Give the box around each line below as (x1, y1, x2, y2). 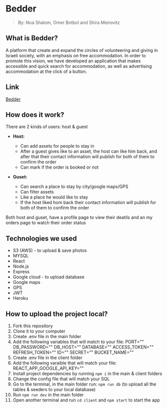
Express (12, 269, 30, 275)
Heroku (12, 295, 28, 301)
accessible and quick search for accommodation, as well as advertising (5, 63, 152, 69)
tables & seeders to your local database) (12, 387, 96, 392)
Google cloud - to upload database (12, 274, 85, 280)
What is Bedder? (5, 34, 58, 42)
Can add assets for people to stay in (20, 143, 94, 149)
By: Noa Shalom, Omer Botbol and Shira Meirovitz (17, 19, 120, 25)
